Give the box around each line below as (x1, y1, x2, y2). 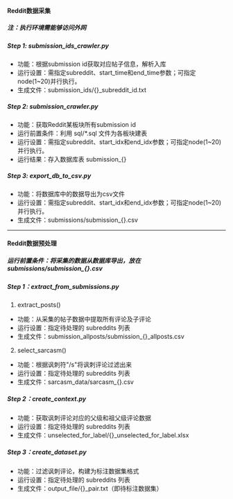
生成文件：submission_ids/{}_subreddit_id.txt (17, 85, 147, 94)
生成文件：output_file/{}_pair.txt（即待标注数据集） (17, 484, 163, 492)
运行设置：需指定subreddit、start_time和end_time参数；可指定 (17, 68, 196, 76)
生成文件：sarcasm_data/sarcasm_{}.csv (17, 378, 134, 386)
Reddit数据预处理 (7, 239, 57, 247)
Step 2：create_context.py (7, 395, 87, 403)
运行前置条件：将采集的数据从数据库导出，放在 (7, 256, 141, 265)
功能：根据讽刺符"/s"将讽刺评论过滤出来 (17, 360, 132, 369)
